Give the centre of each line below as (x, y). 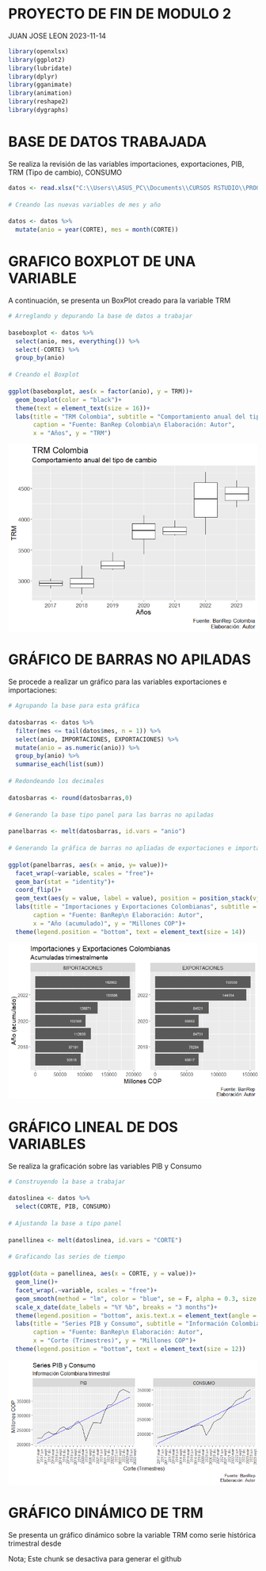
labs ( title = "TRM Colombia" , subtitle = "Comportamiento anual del (131, 417)
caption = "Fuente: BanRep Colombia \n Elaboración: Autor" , (134, 425)
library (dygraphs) (38, 110)
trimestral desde (35, 1543)
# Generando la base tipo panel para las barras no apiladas (111, 815)
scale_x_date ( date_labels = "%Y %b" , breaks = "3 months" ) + (116, 1307)
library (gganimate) (40, 85)
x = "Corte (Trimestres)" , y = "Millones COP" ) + (114, 1341)
